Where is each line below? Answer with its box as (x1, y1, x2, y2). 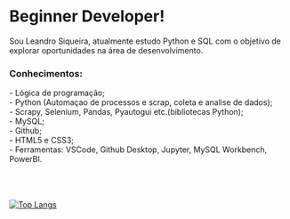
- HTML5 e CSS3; (9, 135, 74, 146)
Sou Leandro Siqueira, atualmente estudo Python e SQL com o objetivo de (9, 36, 282, 46)
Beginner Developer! (9, 6, 165, 27)
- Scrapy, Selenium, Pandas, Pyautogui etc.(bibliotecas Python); (9, 107, 244, 118)
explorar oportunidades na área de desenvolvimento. (9, 45, 204, 55)
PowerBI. (9, 154, 43, 165)
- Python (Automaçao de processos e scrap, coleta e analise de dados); (9, 97, 273, 108)
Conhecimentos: (9, 67, 83, 79)
